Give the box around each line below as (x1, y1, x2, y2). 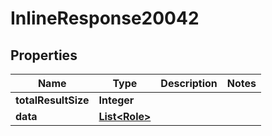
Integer (98, 93, 135, 107)
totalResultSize (15, 93, 90, 107)
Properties (10, 47, 78, 64)
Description (160, 77, 218, 90)
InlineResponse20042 (10, 7, 200, 30)
